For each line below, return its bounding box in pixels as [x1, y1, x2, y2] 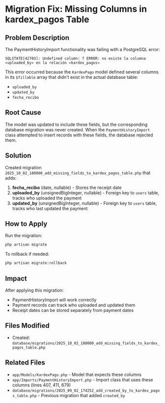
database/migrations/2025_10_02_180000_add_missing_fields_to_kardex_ [12, 341, 160, 345]
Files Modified [5, 321, 50, 330]
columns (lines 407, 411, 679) [12, 382, 71, 388]
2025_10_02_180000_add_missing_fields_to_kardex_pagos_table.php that [5, 170, 151, 176]
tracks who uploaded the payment [12, 195, 82, 201]
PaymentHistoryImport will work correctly [12, 297, 97, 303]
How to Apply [5, 220, 48, 228]
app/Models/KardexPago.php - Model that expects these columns [12, 372, 141, 377]
